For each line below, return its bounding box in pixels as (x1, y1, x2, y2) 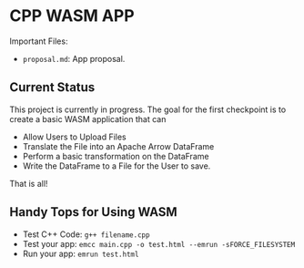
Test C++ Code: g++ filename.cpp (22, 229, 150, 240)
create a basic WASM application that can (9, 113, 167, 124)
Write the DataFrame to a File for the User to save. (22, 160, 211, 171)
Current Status (9, 79, 96, 96)
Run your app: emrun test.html (22, 248, 139, 259)
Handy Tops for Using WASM (9, 204, 177, 220)
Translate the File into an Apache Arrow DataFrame (22, 140, 215, 151)
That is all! (9, 178, 48, 189)
